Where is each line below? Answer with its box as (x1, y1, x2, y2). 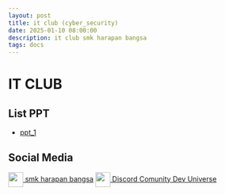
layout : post (8, 11, 51, 20)
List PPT (8, 106, 50, 120)
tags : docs (8, 41, 44, 49)
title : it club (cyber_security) (8, 19, 119, 27)
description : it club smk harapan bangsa (8, 33, 147, 42)
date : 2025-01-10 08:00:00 (8, 26, 97, 34)
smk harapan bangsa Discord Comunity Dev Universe (25, 174, 217, 183)
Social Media (8, 151, 74, 164)
